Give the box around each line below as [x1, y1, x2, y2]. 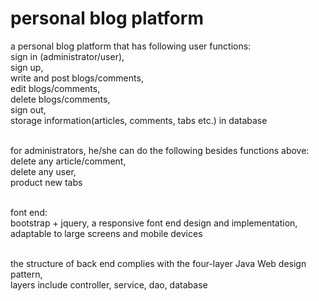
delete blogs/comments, [10, 93, 111, 105]
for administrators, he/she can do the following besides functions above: [10, 144, 310, 156]
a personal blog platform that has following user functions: [10, 40, 252, 52]
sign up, [10, 61, 44, 73]
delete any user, [10, 165, 77, 177]
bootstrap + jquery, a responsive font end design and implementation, [10, 217, 298, 229]
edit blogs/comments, [10, 82, 101, 94]
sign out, [10, 103, 47, 116]
